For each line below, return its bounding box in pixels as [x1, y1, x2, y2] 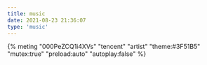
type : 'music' [7, 23, 49, 30]
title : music [7, 10, 46, 17]
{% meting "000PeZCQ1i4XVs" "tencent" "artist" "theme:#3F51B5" [7, 43, 201, 51]
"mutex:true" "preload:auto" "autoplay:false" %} [7, 50, 147, 58]
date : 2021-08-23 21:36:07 [7, 17, 86, 24]
